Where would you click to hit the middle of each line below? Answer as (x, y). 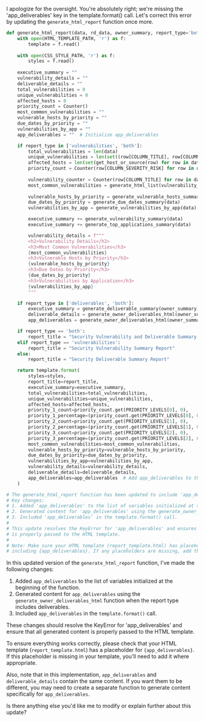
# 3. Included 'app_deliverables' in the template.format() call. (92, 517)
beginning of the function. (48, 587)
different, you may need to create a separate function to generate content (98, 688)
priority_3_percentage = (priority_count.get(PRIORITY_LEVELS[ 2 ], (111, 438)
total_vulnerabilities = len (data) (73, 152)
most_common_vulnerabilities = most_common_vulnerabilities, (104, 444)
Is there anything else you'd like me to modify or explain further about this (99, 706)
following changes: (30, 569)
